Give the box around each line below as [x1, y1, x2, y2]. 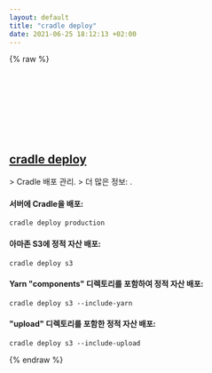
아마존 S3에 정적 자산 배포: [9, 238, 101, 249]
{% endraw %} [9, 354, 64, 365]
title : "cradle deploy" [9, 21, 98, 30]
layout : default [9, 12, 69, 22]
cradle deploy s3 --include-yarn [9, 298, 133, 307]
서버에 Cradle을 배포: [9, 198, 84, 209]
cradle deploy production [9, 218, 105, 227]
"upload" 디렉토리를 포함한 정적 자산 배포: [9, 319, 157, 329]
